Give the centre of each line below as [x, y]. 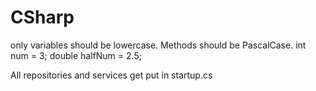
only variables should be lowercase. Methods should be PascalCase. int [158, 45]
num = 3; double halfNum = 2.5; [76, 55]
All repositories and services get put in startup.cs [111, 75]
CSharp [42, 17]
